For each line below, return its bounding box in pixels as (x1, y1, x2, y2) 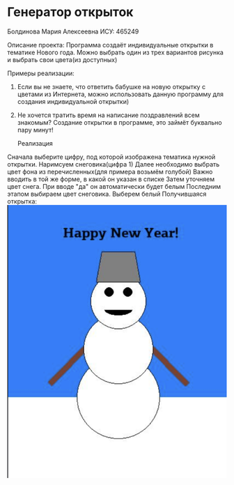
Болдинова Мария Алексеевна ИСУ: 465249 (7, 27, 139, 36)
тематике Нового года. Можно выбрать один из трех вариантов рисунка (7, 48, 224, 56)
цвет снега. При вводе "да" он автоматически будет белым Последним (7, 182, 221, 190)
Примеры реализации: (7, 69, 75, 77)
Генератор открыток (7, 4, 134, 20)
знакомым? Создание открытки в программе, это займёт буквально (17, 118, 222, 126)
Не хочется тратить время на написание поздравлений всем (17, 111, 200, 119)
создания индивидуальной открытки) (17, 97, 130, 105)
